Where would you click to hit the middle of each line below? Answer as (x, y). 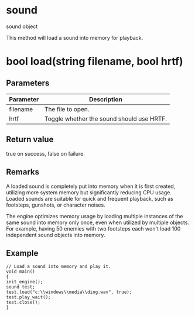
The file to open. (67, 109)
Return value (30, 140)
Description (106, 99)
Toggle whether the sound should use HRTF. (106, 119)
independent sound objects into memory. (56, 235)
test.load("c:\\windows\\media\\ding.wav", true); (69, 292)
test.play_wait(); (28, 297)
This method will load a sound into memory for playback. (75, 37)
